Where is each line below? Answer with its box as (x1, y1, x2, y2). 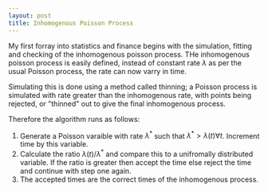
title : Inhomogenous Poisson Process (8, 19, 134, 27)
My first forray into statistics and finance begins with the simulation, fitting (8, 41, 253, 50)
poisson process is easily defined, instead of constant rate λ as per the (8, 57, 242, 68)
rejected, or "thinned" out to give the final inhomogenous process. (8, 99, 226, 108)
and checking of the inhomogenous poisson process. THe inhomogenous (8, 49, 250, 59)
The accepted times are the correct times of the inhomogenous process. (19, 174, 259, 184)
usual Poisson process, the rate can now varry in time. (8, 66, 187, 76)
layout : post (8, 11, 52, 20)
